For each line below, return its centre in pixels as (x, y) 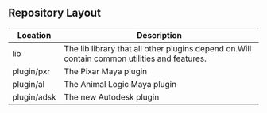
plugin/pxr (31, 71)
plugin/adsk (35, 96)
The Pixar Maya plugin (106, 71)
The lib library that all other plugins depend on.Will (158, 48)
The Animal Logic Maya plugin (120, 84)
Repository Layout (55, 13)
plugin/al (29, 84)
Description (159, 35)
